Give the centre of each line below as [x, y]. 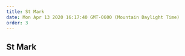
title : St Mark [25, 12]
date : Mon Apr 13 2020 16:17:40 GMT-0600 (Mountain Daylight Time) [93, 17]
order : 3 [17, 23]
